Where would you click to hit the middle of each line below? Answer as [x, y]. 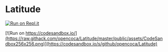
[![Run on [15, 33]
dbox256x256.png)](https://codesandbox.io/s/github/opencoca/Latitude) [81, 43]
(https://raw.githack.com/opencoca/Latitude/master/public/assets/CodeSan [84, 38]
